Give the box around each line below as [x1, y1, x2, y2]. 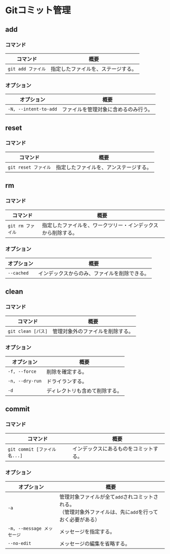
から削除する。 [42, 229, 78, 236]
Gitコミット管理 [5, 5, 71, 16]
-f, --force [8, 368, 37, 374]
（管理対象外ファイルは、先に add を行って [59, 508, 158, 516]
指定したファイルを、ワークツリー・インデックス [42, 221, 158, 228]
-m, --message [8, 525, 42, 531]
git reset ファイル [8, 164, 52, 170]
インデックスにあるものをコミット [72, 445, 153, 452]
